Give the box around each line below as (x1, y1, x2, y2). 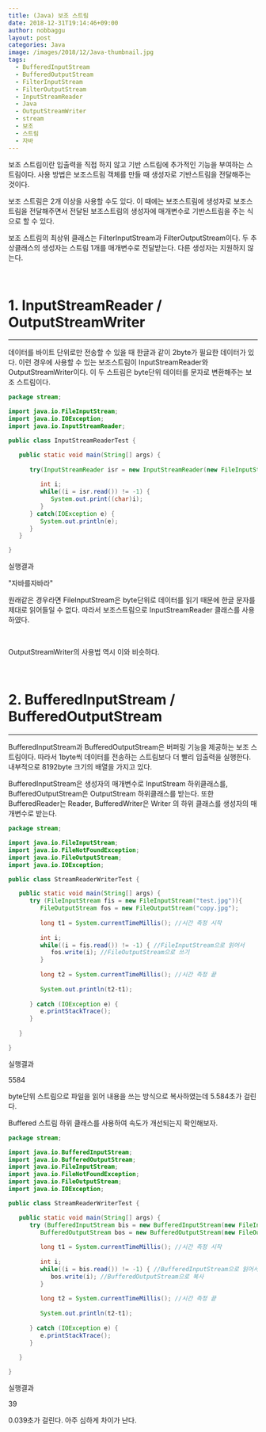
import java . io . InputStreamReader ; (8, 422, 126, 430)
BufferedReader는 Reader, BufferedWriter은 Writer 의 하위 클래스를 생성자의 (8, 799, 249, 808)
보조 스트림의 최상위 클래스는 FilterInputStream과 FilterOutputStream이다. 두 (8, 233, 249, 242)
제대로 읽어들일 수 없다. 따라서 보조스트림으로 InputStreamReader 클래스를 (8, 605, 241, 615)
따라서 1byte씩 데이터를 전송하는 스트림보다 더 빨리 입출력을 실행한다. (37, 752, 252, 762)
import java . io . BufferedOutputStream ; (8, 1155, 136, 1163)
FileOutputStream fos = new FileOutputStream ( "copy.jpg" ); (40, 904, 239, 912)
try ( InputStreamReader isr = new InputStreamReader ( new (28, 465, 218, 474)
